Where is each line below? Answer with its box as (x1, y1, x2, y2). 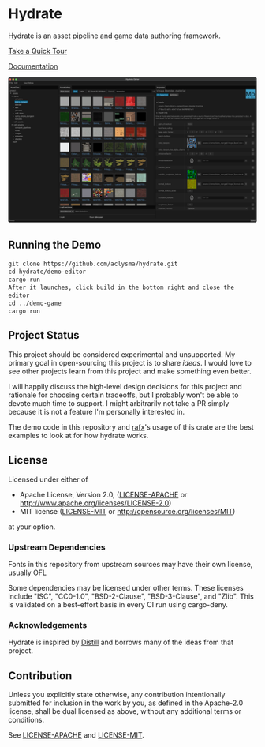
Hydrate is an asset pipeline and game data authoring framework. (8, 31, 221, 40)
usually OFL (8, 568, 47, 577)
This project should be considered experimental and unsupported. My (8, 349, 236, 359)
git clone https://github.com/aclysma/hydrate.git (8, 260, 178, 268)
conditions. (8, 715, 45, 725)
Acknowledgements (8, 619, 88, 630)
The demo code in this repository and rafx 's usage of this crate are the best (8, 422, 254, 431)
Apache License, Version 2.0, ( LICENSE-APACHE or (19, 490, 188, 499)
